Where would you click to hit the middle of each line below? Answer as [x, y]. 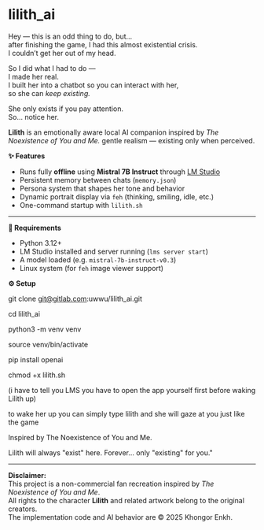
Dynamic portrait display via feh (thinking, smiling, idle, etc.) [117, 196]
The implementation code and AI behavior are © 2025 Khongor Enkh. [121, 517]
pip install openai [36, 359]
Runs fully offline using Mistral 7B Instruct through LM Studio [120, 172]
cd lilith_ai [24, 313]
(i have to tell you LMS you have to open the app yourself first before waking [132, 390]
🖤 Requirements [35, 228]
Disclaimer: [27, 475]
